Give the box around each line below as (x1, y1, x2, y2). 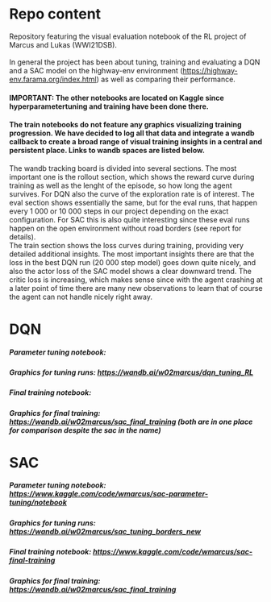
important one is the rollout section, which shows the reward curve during (9, 172, 255, 181)
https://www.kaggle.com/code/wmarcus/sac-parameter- (9, 489, 209, 499)
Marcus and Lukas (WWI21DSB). (9, 39, 118, 49)
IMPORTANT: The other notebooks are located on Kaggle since (9, 93, 224, 102)
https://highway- (182, 65, 238, 75)
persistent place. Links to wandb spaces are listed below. (9, 146, 205, 156)
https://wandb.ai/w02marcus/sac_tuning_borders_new (9, 526, 201, 536)
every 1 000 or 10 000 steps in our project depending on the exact (9, 206, 229, 216)
